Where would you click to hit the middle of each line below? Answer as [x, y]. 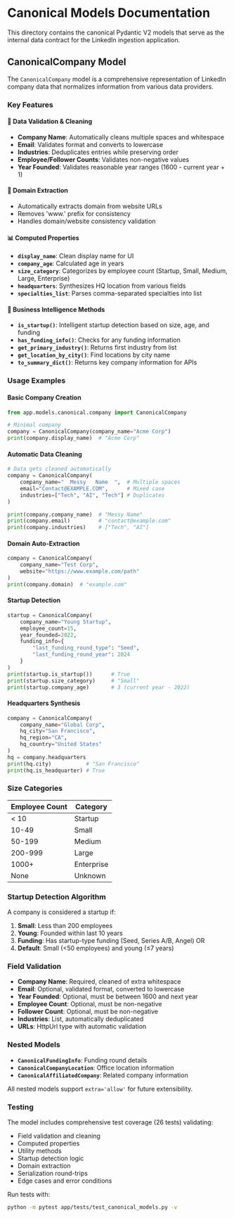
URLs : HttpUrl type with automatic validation [82, 1027]
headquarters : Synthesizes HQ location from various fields [102, 286]
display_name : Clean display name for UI [76, 256]
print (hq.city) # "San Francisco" [73, 764]
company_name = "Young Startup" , [66, 622]
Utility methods [39, 1151]
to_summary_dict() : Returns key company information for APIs [107, 362]
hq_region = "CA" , [44, 738]
